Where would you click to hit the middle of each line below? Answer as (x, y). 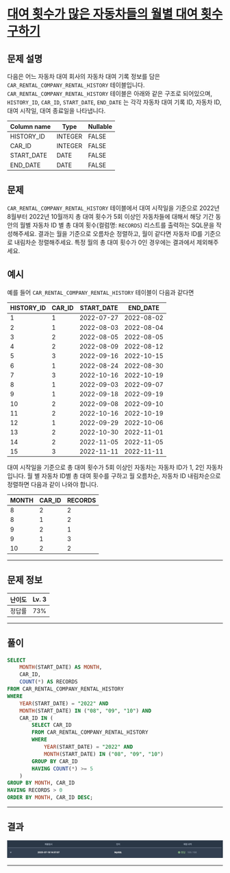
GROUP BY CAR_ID (55, 761)
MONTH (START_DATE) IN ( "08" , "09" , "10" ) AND (86, 710)
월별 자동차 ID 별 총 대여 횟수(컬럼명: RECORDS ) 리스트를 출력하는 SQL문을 (117, 225)
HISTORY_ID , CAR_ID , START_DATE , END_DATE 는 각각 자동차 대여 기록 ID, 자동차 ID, (114, 102)
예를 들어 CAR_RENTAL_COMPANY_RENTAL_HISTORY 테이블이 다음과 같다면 (101, 292)
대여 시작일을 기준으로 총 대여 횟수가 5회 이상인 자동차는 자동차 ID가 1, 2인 (106, 468)
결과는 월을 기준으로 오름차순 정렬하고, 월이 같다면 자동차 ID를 (120, 233)
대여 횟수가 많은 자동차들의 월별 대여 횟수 (115, 14)
